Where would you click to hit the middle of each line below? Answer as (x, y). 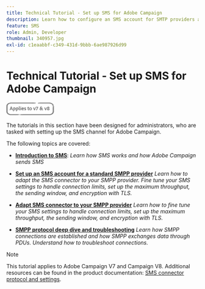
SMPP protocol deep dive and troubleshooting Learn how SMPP (97, 229)
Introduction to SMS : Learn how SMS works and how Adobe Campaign (106, 155)
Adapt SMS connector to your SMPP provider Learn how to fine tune (103, 205)
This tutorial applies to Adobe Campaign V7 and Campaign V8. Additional (98, 266)
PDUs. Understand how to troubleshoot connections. (81, 242)
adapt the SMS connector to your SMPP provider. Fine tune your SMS (103, 180)
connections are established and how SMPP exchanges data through (103, 236)
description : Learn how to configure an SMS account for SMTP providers (101, 19)
